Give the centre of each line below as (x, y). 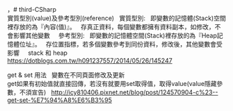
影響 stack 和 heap (38, 53)
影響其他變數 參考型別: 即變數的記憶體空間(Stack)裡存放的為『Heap (115, 35)
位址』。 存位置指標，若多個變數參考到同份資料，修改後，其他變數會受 (121, 44)
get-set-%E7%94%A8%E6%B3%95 (60, 100)
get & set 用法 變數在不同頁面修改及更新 (66, 75)
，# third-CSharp (32, 9)
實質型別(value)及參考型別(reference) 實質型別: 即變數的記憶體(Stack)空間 (116, 18)
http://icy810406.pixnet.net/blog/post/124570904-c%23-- (135, 92)
